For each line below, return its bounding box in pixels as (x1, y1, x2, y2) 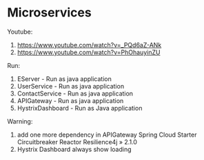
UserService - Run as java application (17, 82, 125, 90)
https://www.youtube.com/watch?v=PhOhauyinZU (17, 48, 161, 56)
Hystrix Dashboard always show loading (17, 145, 132, 153)
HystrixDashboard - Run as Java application (17, 104, 143, 112)
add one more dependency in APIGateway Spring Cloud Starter (17, 130, 197, 139)
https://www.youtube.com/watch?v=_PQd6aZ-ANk (17, 41, 162, 49)
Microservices (7, 5, 92, 21)
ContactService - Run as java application (17, 89, 133, 98)
